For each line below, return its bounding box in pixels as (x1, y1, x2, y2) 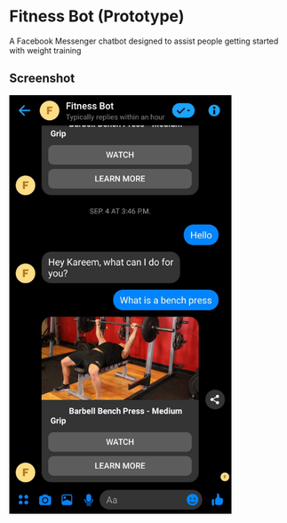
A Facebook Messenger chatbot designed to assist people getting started (9, 36, 279, 46)
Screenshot (9, 71, 76, 86)
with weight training (9, 44, 82, 55)
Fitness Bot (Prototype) (9, 6, 185, 27)
